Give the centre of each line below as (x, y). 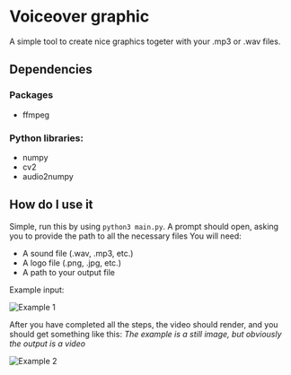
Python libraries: (46, 138)
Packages (31, 95)
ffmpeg (36, 115)
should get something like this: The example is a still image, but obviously (145, 334)
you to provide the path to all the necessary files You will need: (126, 236)
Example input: (37, 290)
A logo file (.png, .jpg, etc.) (71, 263)
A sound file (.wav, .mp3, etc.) (78, 253)
